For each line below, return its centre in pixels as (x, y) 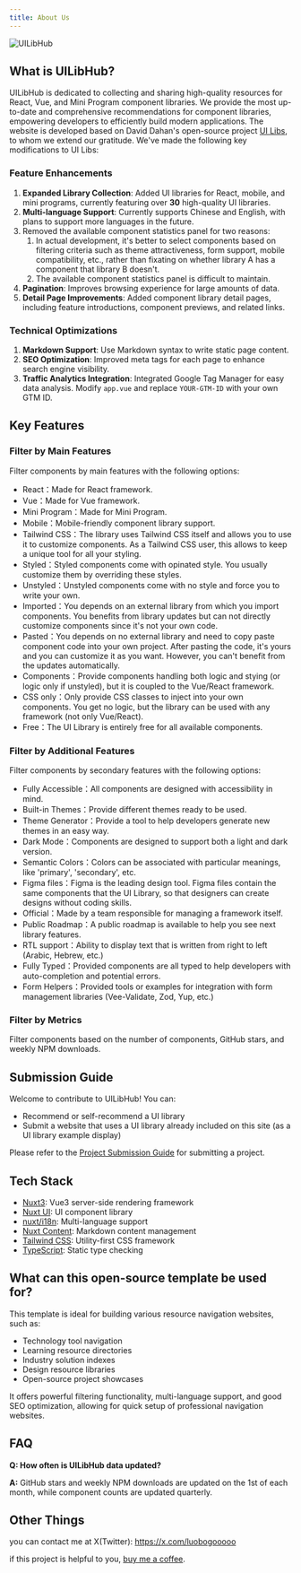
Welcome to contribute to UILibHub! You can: (93, 1099)
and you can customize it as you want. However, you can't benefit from (154, 656)
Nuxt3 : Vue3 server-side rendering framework (108, 1202)
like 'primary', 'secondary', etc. (79, 873)
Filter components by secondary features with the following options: (135, 770)
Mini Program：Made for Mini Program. (95, 511)
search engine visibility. (66, 369)
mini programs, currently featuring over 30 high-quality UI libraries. (146, 202)
